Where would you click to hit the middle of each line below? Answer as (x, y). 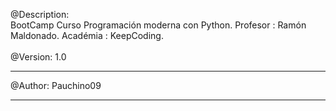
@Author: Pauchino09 (56, 85)
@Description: (40, 14)
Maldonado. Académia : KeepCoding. (87, 35)
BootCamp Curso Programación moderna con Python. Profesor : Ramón (158, 25)
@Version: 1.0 (38, 57)
